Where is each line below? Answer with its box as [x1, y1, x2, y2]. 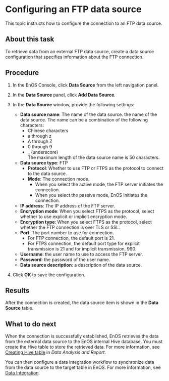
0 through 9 [27, 143, 52, 150]
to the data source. [27, 171, 67, 177]
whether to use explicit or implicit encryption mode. [20, 214, 127, 220]
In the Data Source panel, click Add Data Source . [12, 92, 116, 98]
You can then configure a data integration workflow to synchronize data [5, 359, 155, 365]
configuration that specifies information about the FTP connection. [5, 54, 144, 60]
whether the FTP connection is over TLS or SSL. [20, 224, 120, 230]
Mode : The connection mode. [27, 176, 90, 182]
